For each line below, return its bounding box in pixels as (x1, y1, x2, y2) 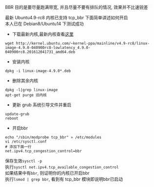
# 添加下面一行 (5, 144, 32, 149)
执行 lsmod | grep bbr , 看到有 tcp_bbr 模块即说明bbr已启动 (5, 176, 123, 182)
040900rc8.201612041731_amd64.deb (5, 49, 76, 54)
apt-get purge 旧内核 (5, 93, 47, 97)
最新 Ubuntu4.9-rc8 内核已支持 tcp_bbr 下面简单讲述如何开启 (5, 15, 128, 21)
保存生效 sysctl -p (5, 158, 43, 164)
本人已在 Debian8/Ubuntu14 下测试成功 (5, 21, 84, 26)
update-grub (5, 112, 29, 117)
